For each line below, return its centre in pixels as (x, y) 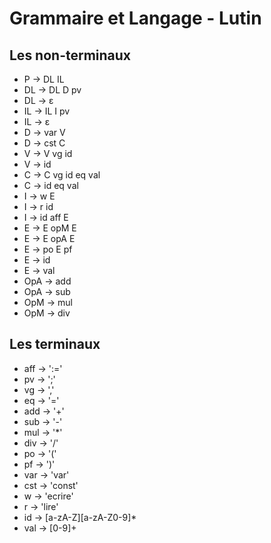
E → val (39, 270)
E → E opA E (49, 238)
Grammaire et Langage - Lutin (135, 18)
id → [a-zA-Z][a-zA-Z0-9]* (80, 517)
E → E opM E (50, 228)
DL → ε (38, 100)
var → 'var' (46, 474)
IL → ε (37, 121)
